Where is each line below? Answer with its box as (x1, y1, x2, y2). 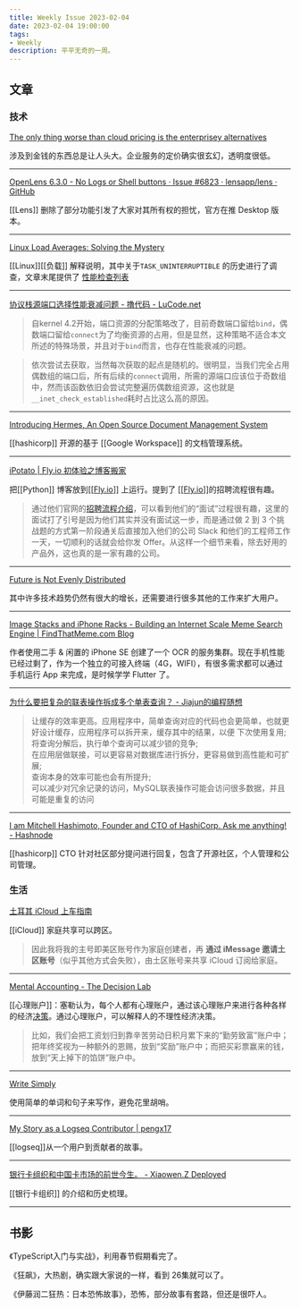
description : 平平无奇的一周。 (9, 47, 115, 55)
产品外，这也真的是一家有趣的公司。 (30, 548, 165, 558)
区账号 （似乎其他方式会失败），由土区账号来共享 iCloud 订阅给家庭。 (30, 955, 283, 966)
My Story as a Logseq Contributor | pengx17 (9, 1124, 172, 1134)
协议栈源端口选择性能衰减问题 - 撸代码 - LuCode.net (9, 299, 202, 310)
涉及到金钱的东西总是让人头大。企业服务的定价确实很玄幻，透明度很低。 (9, 149, 275, 161)
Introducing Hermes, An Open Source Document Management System (9, 419, 268, 429)
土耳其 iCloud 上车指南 (9, 905, 93, 917)
